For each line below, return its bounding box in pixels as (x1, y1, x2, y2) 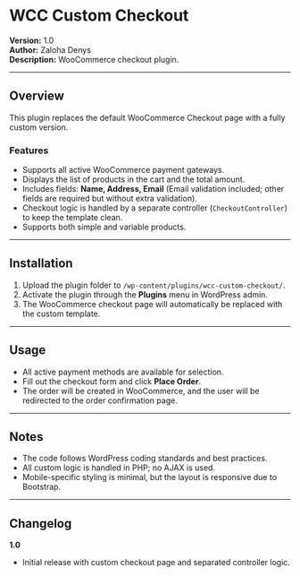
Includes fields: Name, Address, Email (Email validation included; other (21, 184, 285, 194)
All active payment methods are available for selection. (21, 366, 224, 377)
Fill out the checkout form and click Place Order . (21, 375, 202, 386)
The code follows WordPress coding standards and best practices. (21, 453, 268, 464)
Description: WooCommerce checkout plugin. (9, 54, 179, 64)
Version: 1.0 (9, 35, 54, 46)
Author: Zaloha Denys (9, 44, 92, 55)
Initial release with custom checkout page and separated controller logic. (21, 557, 290, 568)
